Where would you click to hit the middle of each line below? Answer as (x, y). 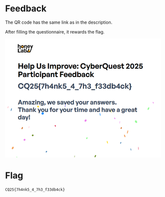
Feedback (26, 9)
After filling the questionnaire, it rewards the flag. (55, 32)
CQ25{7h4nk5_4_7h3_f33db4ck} (35, 190)
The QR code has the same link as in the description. (59, 22)
